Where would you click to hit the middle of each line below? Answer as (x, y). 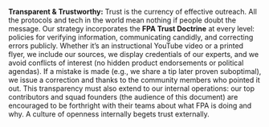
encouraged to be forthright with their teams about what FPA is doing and (130, 105)
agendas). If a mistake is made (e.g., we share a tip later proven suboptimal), (135, 71)
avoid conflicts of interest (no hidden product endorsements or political (126, 63)
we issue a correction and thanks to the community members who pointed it (134, 80)
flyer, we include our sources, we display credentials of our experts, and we (134, 54)
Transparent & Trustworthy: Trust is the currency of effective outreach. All (132, 12)
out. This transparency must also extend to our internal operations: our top (132, 88)
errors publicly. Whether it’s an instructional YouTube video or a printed (126, 46)
